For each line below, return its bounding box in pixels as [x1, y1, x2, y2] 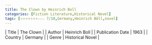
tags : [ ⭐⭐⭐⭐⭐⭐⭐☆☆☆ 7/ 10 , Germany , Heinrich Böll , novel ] [5, 16, 118, 21]
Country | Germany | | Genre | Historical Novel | [5, 34, 100, 40]
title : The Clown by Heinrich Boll [5, 7, 77, 12]
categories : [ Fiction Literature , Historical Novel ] [5, 12, 111, 16]
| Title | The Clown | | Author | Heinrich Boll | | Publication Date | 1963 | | [5, 30, 148, 35]
